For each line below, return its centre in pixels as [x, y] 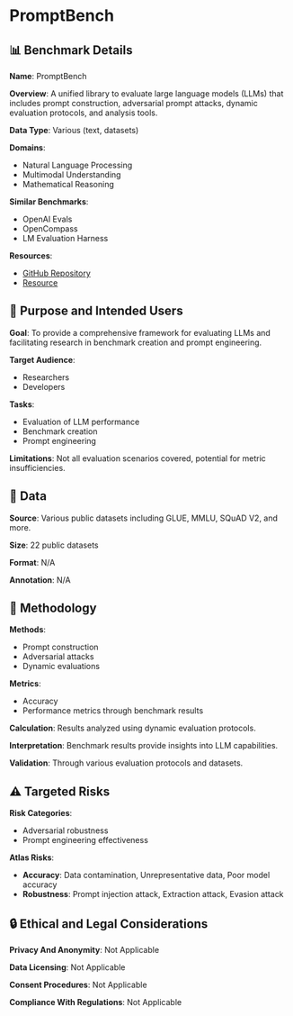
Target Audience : [42, 359]
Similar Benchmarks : [49, 202]
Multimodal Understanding [71, 175]
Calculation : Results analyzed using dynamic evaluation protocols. [133, 728]
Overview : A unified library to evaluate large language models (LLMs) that [146, 94]
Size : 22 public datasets [54, 545]
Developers [44, 386]
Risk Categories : [41, 813]
